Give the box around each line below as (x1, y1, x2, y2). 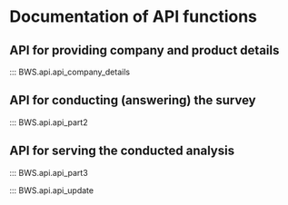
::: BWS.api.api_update (9, 184, 94, 196)
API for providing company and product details (9, 43, 280, 58)
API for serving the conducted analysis (9, 143, 234, 159)
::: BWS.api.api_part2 (9, 116, 88, 128)
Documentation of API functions (9, 6, 257, 27)
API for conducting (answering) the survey (9, 93, 256, 108)
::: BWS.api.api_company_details (9, 66, 130, 77)
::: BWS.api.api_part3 (9, 167, 88, 178)
